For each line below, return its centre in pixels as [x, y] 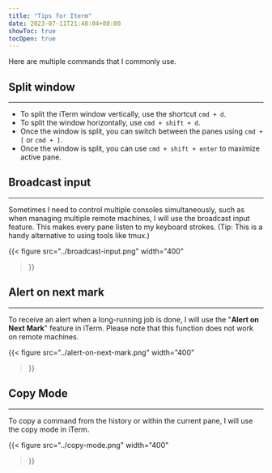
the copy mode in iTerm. [49, 429]
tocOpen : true [32, 38]
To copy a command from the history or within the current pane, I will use [131, 420]
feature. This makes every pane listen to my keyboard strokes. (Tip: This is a [136, 227]
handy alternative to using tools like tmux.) [79, 235]
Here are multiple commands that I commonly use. [92, 62]
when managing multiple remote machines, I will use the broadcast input [129, 218]
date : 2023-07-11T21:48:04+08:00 [65, 23]
